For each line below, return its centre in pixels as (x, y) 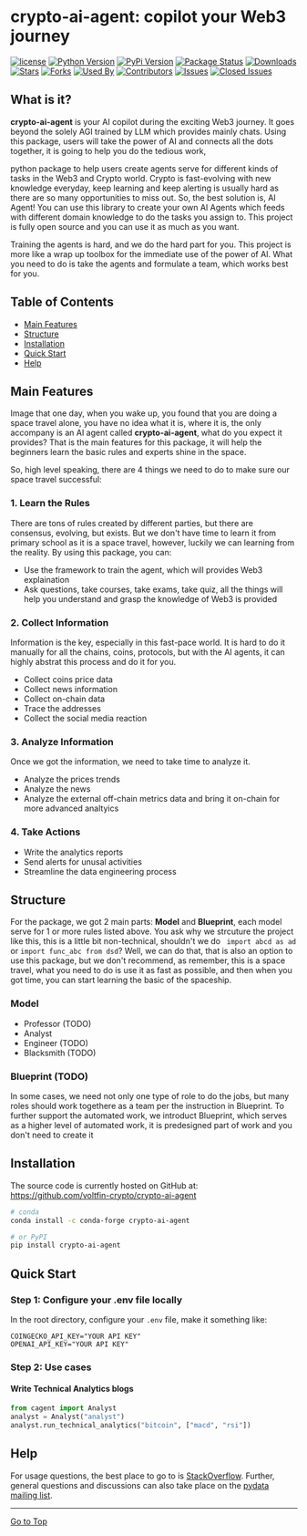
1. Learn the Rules (50, 503)
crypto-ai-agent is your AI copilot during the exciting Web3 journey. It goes (153, 121)
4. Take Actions (46, 832)
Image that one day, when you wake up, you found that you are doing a (143, 413)
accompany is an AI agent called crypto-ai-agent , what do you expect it (147, 433)
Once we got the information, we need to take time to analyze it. (131, 762)
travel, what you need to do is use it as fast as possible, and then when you (151, 970)
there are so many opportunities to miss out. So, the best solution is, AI (143, 197)
